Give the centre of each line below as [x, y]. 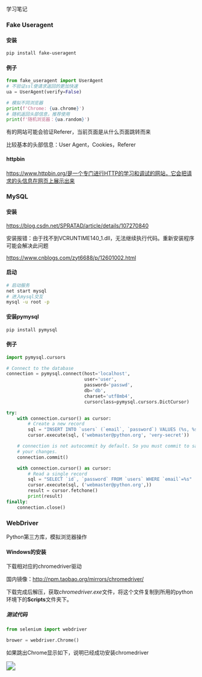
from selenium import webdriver [47, 629]
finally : [17, 502]
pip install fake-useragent [41, 53]
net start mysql [26, 291]
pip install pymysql [32, 330]
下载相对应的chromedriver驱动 [44, 567]
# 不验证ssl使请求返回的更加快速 [42, 86]
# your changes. [38, 451]
